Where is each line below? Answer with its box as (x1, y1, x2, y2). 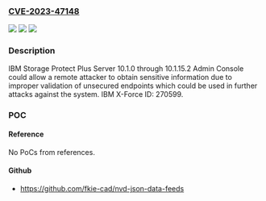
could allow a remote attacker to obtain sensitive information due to (8, 72, 232, 82)
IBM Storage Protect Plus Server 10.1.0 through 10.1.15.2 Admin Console (8, 63, 244, 73)
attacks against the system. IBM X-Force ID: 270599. (8, 89, 184, 98)
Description (8, 45, 56, 57)
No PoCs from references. (8, 147, 95, 157)
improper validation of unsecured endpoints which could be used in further (8, 81, 258, 90)
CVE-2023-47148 (8, 6, 80, 17)
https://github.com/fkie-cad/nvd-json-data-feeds (19, 183, 185, 193)
